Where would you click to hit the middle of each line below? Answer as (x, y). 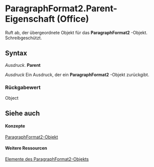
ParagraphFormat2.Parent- (61, 9)
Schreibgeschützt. (24, 38)
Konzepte (15, 126)
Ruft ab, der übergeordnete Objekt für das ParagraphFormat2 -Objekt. (76, 32)
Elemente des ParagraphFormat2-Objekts (47, 159)
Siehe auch (22, 113)
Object (12, 98)
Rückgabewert (23, 87)
